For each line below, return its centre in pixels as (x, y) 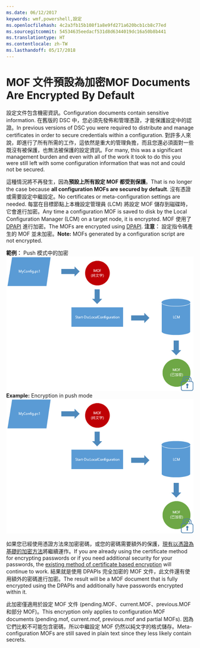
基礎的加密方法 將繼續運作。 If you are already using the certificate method (97, 551)
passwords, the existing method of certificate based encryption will (89, 565)
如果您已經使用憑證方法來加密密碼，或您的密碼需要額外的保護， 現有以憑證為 (100, 544)
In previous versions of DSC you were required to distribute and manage (105, 128)
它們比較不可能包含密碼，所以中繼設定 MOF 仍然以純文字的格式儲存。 (92, 627)
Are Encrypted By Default (71, 96)
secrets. (16, 640)
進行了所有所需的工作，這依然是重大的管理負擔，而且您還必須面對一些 (108, 142)
